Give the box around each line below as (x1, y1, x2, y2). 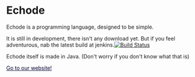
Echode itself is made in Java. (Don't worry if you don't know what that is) (6, 53, 190, 60)
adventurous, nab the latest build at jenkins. (6, 41, 114, 48)
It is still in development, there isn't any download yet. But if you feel (6, 35, 176, 42)
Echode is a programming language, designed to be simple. (6, 23, 154, 30)
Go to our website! (6, 64, 52, 72)
